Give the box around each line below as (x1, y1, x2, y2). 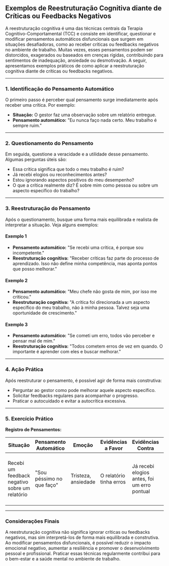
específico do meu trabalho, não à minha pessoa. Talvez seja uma (12, 304, 150, 311)
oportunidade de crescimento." (12, 310, 77, 316)
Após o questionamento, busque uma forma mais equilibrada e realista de (5, 216, 158, 222)
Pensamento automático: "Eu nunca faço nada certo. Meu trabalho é (12, 117, 157, 123)
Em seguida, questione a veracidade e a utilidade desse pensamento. (5, 151, 149, 157)
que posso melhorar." (12, 266, 57, 272)
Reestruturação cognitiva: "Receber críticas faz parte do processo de (12, 255, 159, 261)
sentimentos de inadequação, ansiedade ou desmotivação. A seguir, (5, 57, 147, 63)
